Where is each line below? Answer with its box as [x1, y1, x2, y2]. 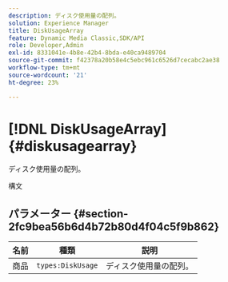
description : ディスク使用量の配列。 [8, 11, 121, 20]
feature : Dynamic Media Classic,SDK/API [8, 34, 146, 42]
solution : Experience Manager [8, 19, 110, 27]
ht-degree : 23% [8, 78, 59, 86]
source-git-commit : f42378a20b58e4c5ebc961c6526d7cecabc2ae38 [8, 57, 220, 65]
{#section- [73, 207, 129, 220]
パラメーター [8, 207, 72, 220]
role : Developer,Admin [8, 42, 84, 50]
